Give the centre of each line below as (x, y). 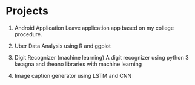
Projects (27, 11)
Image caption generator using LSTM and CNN (73, 75)
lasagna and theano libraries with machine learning (78, 64)
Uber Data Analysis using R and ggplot (63, 46)
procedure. (28, 34)
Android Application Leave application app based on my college (94, 28)
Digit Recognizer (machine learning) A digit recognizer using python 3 (101, 57)
